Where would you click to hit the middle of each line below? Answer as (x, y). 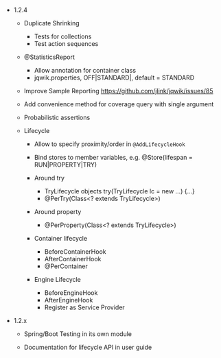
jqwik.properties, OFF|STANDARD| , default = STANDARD (114, 77)
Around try (49, 178)
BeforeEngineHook (71, 293)
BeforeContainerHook (75, 252)
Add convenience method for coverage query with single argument (119, 104)
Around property (58, 212)
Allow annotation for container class (85, 70)
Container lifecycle (61, 238)
